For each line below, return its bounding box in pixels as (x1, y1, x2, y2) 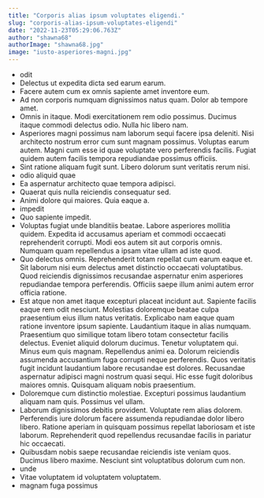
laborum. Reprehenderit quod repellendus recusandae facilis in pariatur (19, 431, 252, 440)
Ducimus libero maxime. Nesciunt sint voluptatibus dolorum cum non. (19, 455, 246, 465)
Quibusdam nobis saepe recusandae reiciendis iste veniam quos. (19, 447, 231, 456)
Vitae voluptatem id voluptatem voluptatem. (19, 473, 162, 481)
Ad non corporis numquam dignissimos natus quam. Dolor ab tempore (19, 95, 248, 104)
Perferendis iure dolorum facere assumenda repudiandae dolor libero (19, 414, 245, 423)
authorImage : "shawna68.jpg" (8, 41, 104, 49)
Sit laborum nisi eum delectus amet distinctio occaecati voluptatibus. (19, 263, 244, 272)
